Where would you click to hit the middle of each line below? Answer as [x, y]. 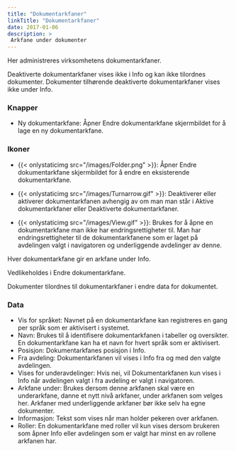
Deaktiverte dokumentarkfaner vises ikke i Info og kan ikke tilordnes [107, 75]
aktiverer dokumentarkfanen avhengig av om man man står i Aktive [116, 201]
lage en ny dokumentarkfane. [61, 131]
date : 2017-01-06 [33, 27]
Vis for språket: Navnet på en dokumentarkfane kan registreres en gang [123, 320]
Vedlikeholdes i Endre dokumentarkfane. [67, 272]
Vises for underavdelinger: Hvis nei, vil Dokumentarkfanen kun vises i [119, 373]
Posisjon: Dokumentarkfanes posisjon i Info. [82, 351]
